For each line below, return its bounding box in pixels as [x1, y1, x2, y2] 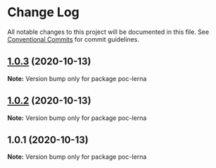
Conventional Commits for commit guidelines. [7, 35, 139, 43]
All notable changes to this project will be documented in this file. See [7, 28, 210, 36]
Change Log [7, 4, 80, 20]
